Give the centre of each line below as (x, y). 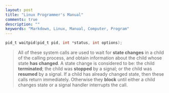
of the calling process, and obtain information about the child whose (90, 58)
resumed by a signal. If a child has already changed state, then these (91, 74)
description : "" (23, 24)
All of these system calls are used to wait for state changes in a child (91, 52)
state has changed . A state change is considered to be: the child (86, 63)
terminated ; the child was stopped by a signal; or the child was (85, 69)
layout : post (19, 10)
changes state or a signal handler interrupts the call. (73, 85)
